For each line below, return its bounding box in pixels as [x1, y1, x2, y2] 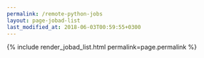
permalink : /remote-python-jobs [6, 10, 103, 18]
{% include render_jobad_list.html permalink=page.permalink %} [6, 43, 198, 52]
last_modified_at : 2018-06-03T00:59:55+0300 [6, 23, 141, 30]
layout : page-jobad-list [6, 17, 81, 24]
